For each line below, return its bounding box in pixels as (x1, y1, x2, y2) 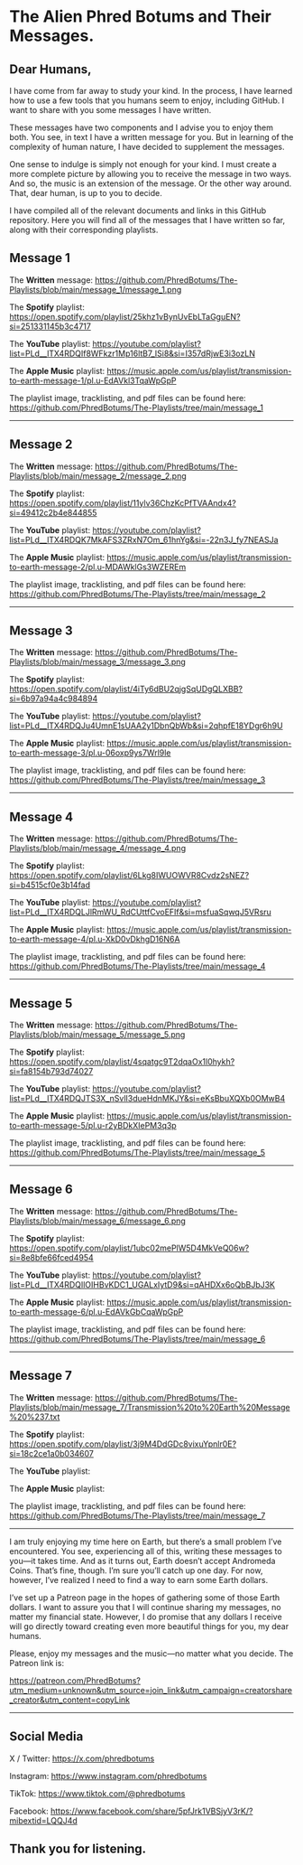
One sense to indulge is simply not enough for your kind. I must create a (9, 159, 277, 169)
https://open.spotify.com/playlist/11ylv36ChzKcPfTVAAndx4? (9, 497, 237, 508)
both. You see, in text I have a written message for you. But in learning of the (9, 132, 294, 142)
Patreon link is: (9, 1657, 65, 1668)
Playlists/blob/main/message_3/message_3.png (9, 657, 187, 668)
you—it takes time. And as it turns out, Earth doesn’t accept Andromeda (9, 1555, 276, 1566)
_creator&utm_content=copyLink (9, 1694, 131, 1705)
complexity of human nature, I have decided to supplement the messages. (9, 142, 285, 152)
